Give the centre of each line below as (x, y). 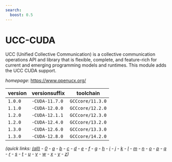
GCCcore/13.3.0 (88, 129)
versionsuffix (48, 93)
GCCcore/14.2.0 (88, 137)
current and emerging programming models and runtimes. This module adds (86, 65)
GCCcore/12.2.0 (88, 108)
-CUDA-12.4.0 (47, 123)
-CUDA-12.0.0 (47, 108)
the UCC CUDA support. (31, 71)
